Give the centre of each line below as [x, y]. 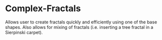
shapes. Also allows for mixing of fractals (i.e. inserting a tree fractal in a [79, 27]
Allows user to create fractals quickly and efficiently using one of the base [81, 22]
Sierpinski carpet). [24, 32]
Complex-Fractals [43, 9]
